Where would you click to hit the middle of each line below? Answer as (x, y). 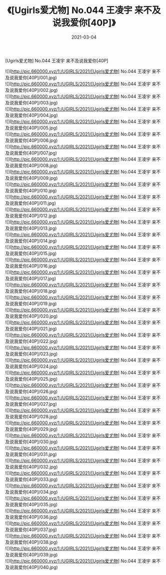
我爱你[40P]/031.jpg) (35, 454)
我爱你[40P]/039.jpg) (36, 554)
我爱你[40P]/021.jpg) (35, 328)
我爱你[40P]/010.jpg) (35, 190)
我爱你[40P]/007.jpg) (35, 153)
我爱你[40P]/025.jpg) (36, 379)
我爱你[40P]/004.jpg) (36, 115)
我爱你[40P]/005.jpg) (36, 128)
